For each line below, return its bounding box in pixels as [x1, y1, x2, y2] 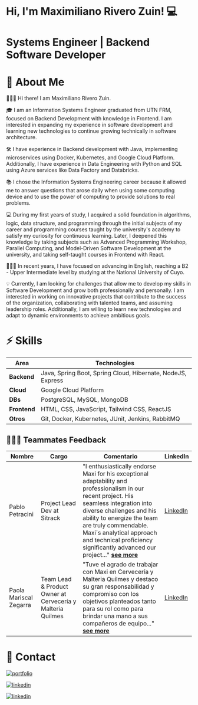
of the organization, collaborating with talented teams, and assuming [6, 299, 173, 307]
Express [41, 376, 64, 385]
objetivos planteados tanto [82, 597, 156, 605]
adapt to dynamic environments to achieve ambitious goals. [6, 312, 151, 319]
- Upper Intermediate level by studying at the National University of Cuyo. [6, 269, 184, 276]
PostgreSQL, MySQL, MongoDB [41, 396, 128, 404]
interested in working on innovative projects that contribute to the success [6, 293, 187, 300]
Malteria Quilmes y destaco [82, 575, 159, 583]
